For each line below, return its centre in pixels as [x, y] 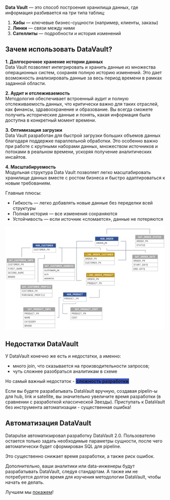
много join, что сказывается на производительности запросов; [81, 366]
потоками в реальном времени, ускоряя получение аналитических [79, 152]
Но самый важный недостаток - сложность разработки [67, 381]
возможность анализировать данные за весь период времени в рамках [84, 78]
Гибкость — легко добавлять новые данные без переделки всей [83, 202]
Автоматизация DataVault [48, 423]
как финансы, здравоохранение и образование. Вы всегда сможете [79, 109]
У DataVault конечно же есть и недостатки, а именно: [63, 356]
